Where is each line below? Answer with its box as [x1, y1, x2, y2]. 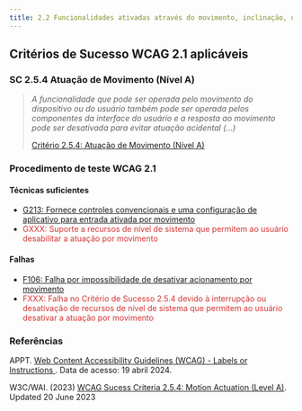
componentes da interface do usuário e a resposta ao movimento [31, 113, 276, 124]
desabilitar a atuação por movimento [22, 233, 159, 244]
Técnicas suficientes [9, 184, 90, 195]
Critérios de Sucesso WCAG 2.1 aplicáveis [9, 47, 249, 62]
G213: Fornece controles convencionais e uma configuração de [22, 204, 258, 216]
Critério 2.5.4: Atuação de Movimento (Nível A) [31, 140, 205, 151]
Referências [9, 335, 64, 347]
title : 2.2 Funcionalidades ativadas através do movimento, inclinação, [9, 13, 288, 22]
